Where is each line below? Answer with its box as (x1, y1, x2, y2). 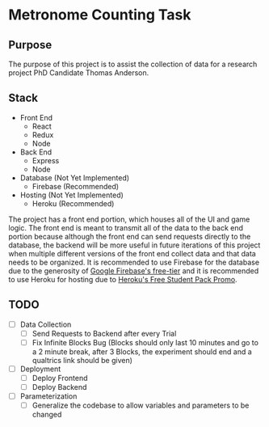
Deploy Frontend (32, 373, 88, 383)
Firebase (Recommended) (32, 181, 120, 191)
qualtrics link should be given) (32, 355, 133, 365)
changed (32, 410, 62, 420)
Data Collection (19, 319, 72, 329)
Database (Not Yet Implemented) (19, 172, 130, 183)
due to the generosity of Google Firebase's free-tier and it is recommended (8, 265, 259, 276)
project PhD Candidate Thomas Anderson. (8, 68, 149, 78)
